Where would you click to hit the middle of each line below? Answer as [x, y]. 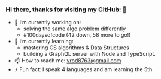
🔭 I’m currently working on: [48, 23]
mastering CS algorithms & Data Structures [76, 48]
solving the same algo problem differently [75, 29]
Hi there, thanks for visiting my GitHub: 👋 [66, 10]
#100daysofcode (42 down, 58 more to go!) [77, 35]
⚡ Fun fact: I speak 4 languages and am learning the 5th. [84, 69]
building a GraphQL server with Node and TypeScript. [89, 54]
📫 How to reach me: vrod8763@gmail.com [68, 61]
